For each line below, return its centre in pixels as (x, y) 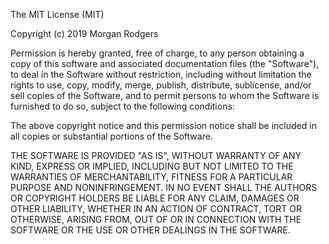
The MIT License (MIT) (57, 14)
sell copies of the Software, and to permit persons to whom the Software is (165, 95)
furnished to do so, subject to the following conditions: (122, 106)
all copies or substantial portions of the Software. (111, 136)
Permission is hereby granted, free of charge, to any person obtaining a (157, 53)
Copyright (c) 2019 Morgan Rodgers (84, 33)
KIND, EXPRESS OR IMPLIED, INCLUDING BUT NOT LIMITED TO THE (152, 166)
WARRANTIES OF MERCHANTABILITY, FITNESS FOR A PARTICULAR (151, 177)
